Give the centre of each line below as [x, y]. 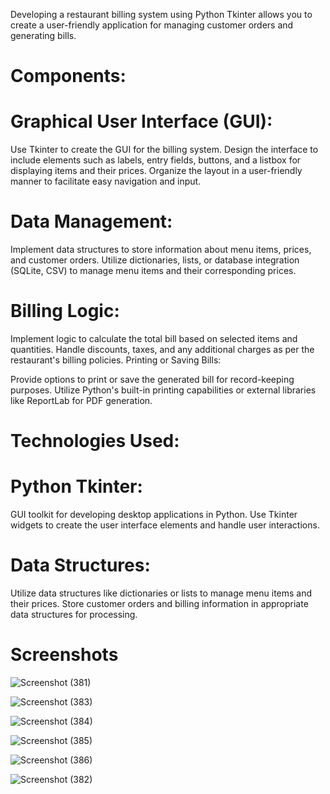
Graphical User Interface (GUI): [141, 121]
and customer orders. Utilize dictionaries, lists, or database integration [155, 260]
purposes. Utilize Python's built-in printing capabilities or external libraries [163, 390]
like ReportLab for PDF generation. [81, 400]
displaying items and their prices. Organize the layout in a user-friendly [156, 171]
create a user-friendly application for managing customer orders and [152, 25]
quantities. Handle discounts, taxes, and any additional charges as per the [162, 349]
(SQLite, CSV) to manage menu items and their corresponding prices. [153, 271]
